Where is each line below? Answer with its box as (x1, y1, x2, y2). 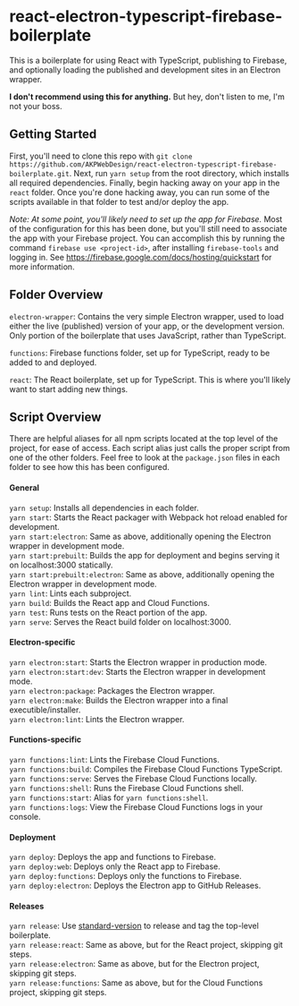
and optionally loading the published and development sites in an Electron (9, 64, 281, 75)
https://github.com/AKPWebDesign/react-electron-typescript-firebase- (9, 159, 278, 169)
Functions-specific (9, 734, 82, 745)
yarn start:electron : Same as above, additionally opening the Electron (9, 531, 272, 541)
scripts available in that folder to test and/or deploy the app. (9, 196, 229, 207)
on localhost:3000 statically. (9, 559, 113, 570)
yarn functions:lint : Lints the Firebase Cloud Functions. (9, 754, 220, 764)
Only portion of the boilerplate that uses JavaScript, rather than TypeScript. (9, 329, 287, 341)
